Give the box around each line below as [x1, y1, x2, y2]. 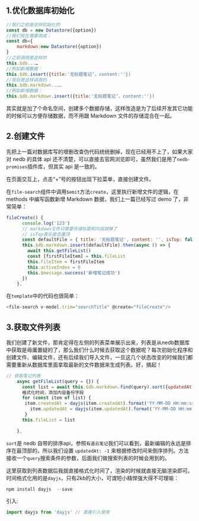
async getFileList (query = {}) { [17, 378, 99, 384]
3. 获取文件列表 [6, 322, 61, 332]
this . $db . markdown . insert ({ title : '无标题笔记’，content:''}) [6, 94, 155, 100]
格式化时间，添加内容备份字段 [21, 389, 84, 395]
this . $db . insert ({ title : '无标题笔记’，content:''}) [6, 71, 131, 77]
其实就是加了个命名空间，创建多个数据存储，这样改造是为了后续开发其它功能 [6, 105, 193, 112]
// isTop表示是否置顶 [21, 231, 70, 237]
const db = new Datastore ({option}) [6, 27, 97, 33]
